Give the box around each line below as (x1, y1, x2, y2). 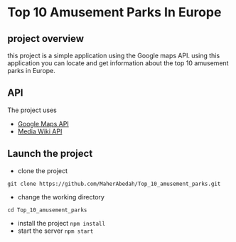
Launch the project (7, 148, 93, 160)
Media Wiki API (17, 127, 63, 136)
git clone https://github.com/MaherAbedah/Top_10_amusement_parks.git (7, 180, 221, 187)
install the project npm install (17, 219, 105, 227)
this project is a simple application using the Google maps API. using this (7, 51, 220, 60)
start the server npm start (17, 226, 94, 235)
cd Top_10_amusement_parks (7, 207, 87, 214)
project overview (7, 33, 84, 45)
